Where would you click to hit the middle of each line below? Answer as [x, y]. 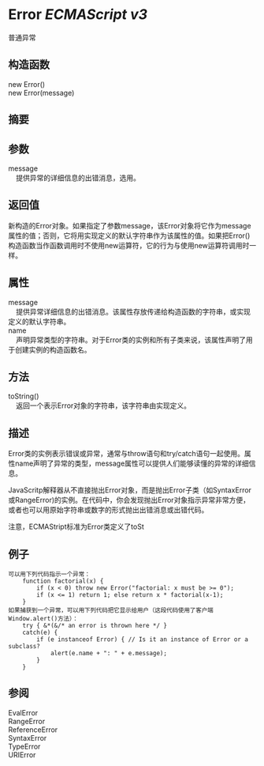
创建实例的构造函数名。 [53, 349]
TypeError [24, 746]
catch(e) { [40, 633]
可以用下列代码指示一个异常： [49, 575]
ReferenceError [33, 730]
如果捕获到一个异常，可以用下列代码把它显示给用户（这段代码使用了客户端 [111, 610]
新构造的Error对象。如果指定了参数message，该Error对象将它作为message [130, 225]
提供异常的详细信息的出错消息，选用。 [78, 177]
